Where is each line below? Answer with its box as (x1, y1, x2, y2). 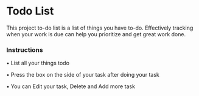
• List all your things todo (6, 59, 70, 67)
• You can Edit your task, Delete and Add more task (6, 83, 136, 90)
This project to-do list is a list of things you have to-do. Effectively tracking (6, 24, 194, 31)
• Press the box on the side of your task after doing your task (6, 71, 159, 78)
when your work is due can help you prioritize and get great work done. (6, 30, 186, 37)
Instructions (6, 45, 44, 54)
